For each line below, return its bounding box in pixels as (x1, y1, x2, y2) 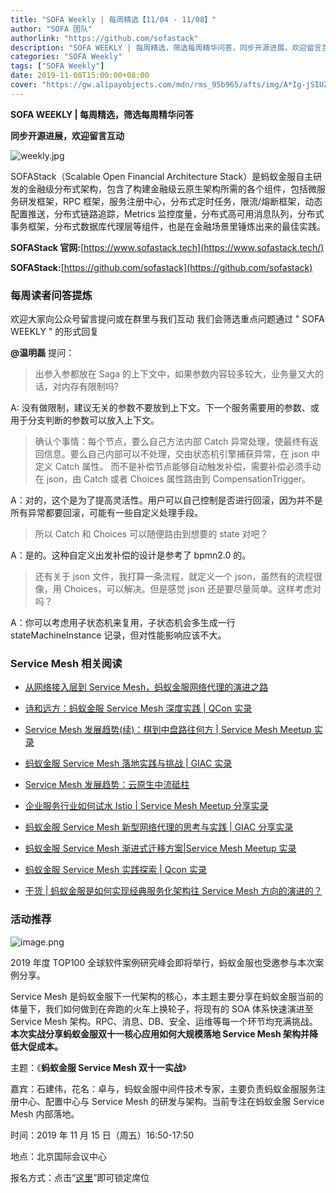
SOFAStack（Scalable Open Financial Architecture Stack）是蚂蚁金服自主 (10, 170, 314, 182)
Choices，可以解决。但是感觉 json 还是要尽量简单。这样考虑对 (63, 583, 322, 595)
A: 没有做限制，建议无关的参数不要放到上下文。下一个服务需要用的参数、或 (10, 402, 320, 414)
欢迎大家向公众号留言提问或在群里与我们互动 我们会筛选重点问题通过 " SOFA (10, 313, 325, 325)
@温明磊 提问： (10, 347, 75, 359)
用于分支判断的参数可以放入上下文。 (10, 414, 160, 426)
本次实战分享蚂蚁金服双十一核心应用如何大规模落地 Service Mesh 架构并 (10, 1027, 310, 1040)
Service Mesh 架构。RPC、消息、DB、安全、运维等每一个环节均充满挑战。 (10, 1015, 318, 1027)
